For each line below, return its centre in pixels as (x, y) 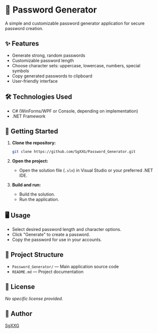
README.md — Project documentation (48, 272)
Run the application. (39, 199)
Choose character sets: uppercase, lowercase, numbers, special (76, 65)
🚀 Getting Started (32, 131)
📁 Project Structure (34, 255)
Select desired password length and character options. (67, 229)
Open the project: (30, 161)
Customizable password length (43, 61)
